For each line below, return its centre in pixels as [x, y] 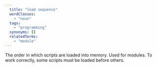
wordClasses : [23, 14]
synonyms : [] [23, 32]
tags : [15, 23]
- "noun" [23, 18]
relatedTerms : [24, 37]
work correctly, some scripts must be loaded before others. [65, 60]
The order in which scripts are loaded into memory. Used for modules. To [79, 55]
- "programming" [30, 28]
